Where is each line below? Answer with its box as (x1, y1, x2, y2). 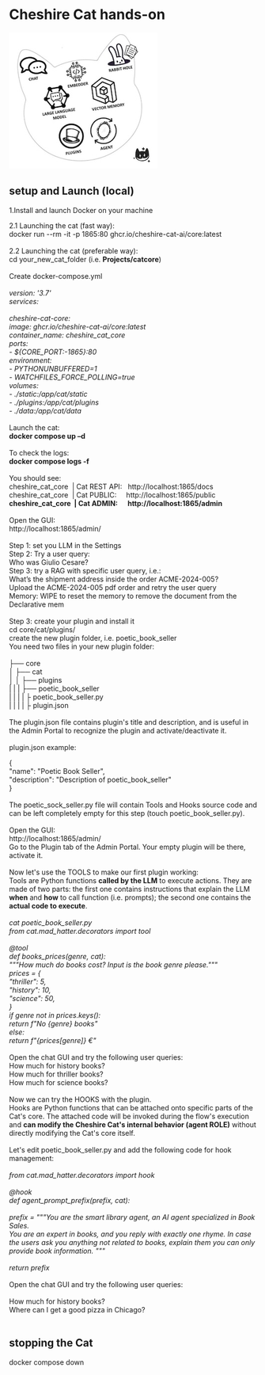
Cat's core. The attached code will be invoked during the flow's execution (9, 1111, 250, 1121)
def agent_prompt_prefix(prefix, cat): (9, 1195, 131, 1205)
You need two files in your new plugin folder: (9, 642, 155, 651)
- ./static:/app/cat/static (9, 389, 88, 398)
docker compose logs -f (9, 456, 89, 466)
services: (9, 296, 39, 306)
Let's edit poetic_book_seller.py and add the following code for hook (9, 1145, 232, 1154)
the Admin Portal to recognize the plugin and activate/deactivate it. (9, 726, 227, 735)
